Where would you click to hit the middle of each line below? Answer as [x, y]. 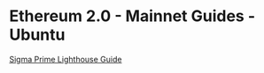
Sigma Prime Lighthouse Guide [66, 59]
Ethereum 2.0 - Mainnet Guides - [132, 16]
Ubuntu [37, 35]
